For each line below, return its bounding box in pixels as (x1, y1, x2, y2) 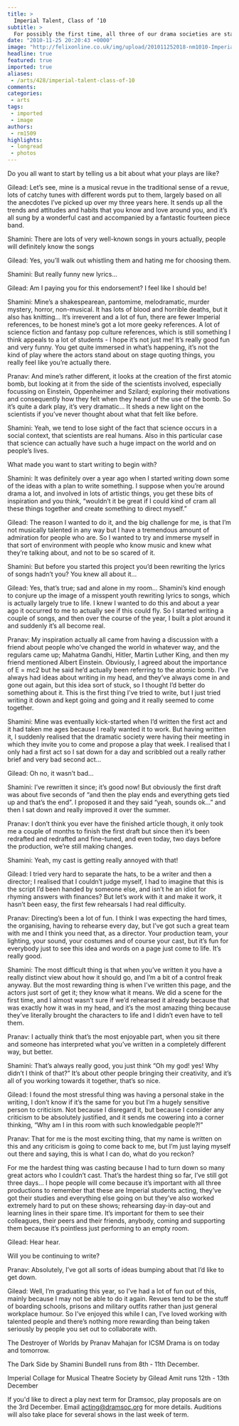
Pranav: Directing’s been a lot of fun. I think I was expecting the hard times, (7, 914, 228, 922)
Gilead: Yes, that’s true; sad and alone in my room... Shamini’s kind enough (7, 584, 225, 592)
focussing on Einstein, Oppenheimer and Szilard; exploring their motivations (7, 387, 230, 396)
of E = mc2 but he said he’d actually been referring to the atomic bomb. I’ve (7, 666, 229, 674)
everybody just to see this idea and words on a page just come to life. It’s (7, 944, 222, 953)
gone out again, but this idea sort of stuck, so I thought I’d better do (7, 681, 206, 689)
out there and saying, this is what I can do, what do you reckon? (7, 1149, 194, 1158)
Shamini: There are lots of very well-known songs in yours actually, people (7, 235, 226, 243)
